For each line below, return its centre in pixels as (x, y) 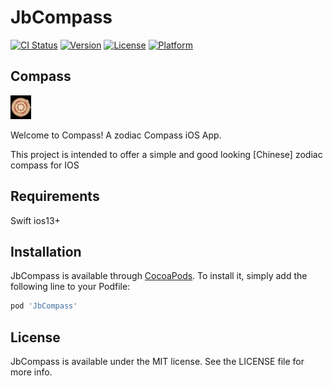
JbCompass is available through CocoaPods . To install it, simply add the (159, 276)
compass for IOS (45, 165)
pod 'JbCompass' (44, 306)
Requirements (55, 196)
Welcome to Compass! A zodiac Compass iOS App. (116, 135)
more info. (31, 372)
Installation (46, 251)
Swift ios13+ (35, 220)
